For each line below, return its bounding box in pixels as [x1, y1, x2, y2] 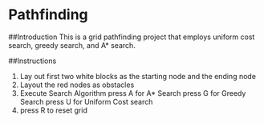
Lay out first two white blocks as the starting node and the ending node [19, 71, 257, 81]
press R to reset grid [19, 105, 88, 115]
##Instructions [8, 56, 57, 65]
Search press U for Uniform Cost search [19, 97, 153, 106]
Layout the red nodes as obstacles [19, 80, 135, 89]
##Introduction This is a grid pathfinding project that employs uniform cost [8, 32, 255, 42]
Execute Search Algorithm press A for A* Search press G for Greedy [19, 88, 246, 97]
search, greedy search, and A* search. [8, 40, 136, 50]
